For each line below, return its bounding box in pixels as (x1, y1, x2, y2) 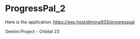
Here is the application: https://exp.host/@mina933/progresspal (5, 19, 135, 25)
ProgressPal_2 (5, 3, 66, 14)
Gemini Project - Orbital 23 (5, 28, 60, 34)
